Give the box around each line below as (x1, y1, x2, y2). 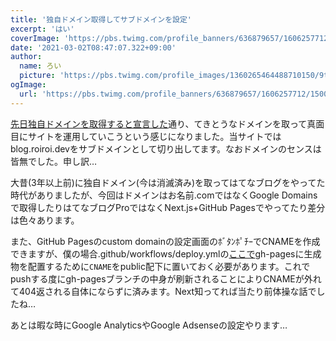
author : (10, 52, 43, 62)
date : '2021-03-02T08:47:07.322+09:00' (10, 42, 177, 53)
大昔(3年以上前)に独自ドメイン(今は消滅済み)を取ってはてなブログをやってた (10, 176, 326, 188)
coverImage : (10, 33, 60, 43)
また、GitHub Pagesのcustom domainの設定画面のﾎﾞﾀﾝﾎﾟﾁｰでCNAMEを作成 (10, 235, 321, 247)
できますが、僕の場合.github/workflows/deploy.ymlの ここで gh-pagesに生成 (10, 247, 322, 260)
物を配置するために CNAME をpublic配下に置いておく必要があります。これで (10, 260, 311, 272)
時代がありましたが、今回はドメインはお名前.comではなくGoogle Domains (10, 189, 318, 201)
